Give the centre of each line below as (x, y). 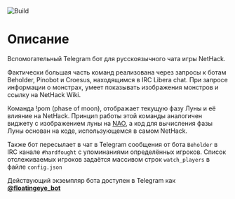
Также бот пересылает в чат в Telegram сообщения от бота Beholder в (113, 144)
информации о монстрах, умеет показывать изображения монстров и (113, 87)
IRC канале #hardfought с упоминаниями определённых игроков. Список (117, 152)
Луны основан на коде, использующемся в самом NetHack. (98, 131)
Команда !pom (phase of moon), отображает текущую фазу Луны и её (112, 108)
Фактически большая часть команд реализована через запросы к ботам (117, 72)
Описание (38, 39)
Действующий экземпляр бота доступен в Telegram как (92, 180)
